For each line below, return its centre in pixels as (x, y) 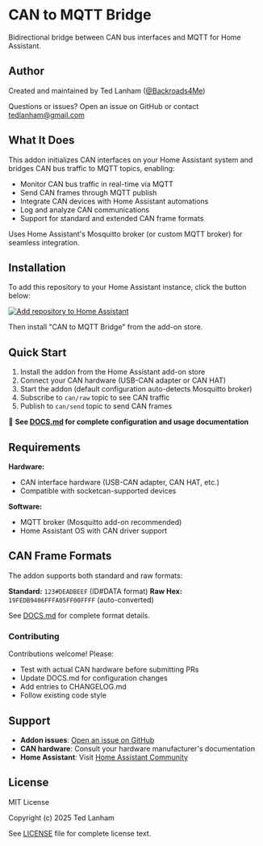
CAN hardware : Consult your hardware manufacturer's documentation (138, 748)
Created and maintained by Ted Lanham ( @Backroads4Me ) (107, 90)
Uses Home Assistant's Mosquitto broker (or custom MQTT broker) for (125, 234)
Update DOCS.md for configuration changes (94, 678)
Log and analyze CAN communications (85, 209)
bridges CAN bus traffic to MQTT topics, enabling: (92, 168)
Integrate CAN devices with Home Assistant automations (114, 201)
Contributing (34, 636)
